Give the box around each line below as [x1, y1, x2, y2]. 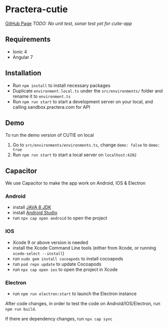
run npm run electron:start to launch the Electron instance [12, 291, 137, 297]
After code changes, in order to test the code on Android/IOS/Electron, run [5, 301, 161, 307]
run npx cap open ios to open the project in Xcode [12, 266, 118, 273]
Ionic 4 [12, 48, 27, 54]
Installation [5, 69, 41, 77]
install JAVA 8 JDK [12, 204, 52, 211]
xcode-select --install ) [12, 250, 65, 256]
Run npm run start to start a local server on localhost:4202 [12, 152, 137, 158]
